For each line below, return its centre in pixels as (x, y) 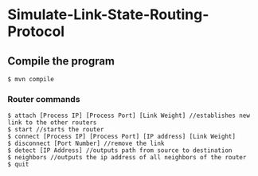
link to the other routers (52, 123)
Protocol (36, 31)
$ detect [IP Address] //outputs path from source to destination (120, 151)
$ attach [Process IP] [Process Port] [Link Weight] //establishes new (129, 116)
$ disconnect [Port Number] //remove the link (86, 144)
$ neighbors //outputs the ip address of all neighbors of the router (127, 158)
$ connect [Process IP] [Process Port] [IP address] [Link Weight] (122, 137)
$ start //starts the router (56, 130)
